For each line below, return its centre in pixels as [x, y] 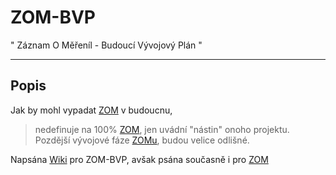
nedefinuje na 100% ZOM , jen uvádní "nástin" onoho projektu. [162, 129]
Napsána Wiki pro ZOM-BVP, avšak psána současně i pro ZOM [139, 159]
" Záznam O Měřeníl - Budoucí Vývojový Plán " [106, 45]
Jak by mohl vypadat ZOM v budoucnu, [91, 110]
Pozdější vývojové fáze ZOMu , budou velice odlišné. [142, 140]
